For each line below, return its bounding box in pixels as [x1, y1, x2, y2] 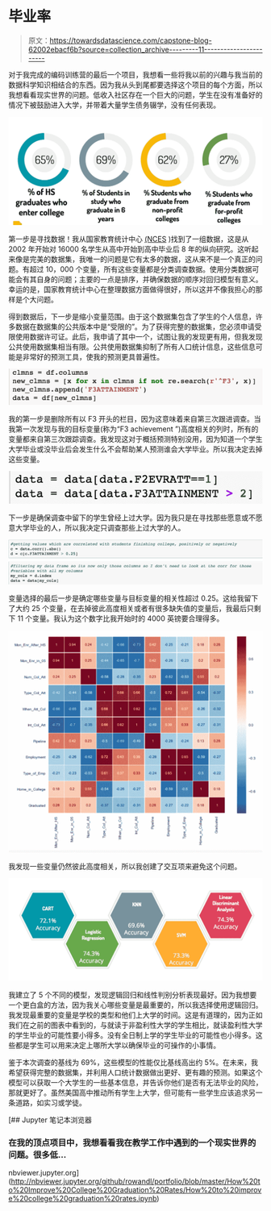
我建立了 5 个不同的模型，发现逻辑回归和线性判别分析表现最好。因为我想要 [8, 989, 257, 1000]
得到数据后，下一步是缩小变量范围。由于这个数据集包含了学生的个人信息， [8, 312, 256, 322]
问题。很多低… [8, 1149, 67, 1160]
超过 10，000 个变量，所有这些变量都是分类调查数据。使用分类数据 [29, 264, 252, 274]
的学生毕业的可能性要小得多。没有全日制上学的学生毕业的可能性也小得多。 [8, 1030, 256, 1040]
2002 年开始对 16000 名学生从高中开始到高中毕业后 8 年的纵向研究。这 [8, 244, 244, 254]
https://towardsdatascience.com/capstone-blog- [49, 35, 212, 45]
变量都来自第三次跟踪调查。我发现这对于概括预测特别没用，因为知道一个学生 [8, 435, 263, 444]
